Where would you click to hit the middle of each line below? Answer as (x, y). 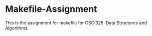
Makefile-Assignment (51, 9)
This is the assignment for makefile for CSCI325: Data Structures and (76, 23)
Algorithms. (17, 28)
